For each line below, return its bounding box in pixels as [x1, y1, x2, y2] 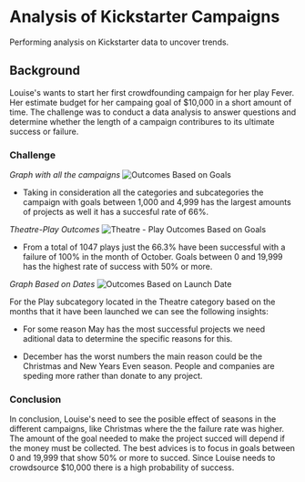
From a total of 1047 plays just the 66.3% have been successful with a [22, 241, 286, 252]
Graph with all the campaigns [9, 169, 121, 180]
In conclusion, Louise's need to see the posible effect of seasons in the [9, 414, 277, 425]
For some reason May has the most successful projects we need [22, 323, 266, 334]
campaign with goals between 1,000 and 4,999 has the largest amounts [22, 197, 291, 208]
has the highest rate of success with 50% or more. [22, 262, 213, 272]
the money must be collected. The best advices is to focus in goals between [9, 443, 296, 454]
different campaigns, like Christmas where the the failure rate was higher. [9, 424, 285, 435]
